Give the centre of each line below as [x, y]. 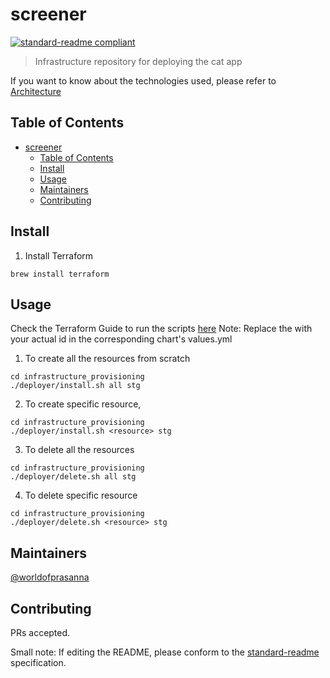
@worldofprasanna [50, 577]
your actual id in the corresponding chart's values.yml [121, 339]
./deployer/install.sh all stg [75, 386]
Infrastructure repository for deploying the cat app [138, 61]
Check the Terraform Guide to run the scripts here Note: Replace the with [161, 329]
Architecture [36, 91]
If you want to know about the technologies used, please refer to [143, 80]
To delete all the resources [79, 450]
